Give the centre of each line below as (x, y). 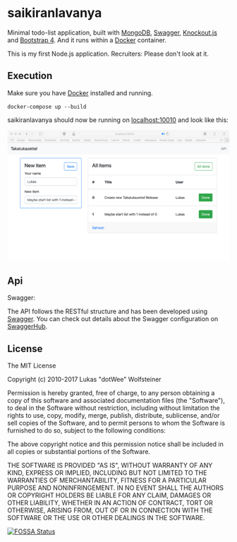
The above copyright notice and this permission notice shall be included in (115, 444)
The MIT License (32, 366)
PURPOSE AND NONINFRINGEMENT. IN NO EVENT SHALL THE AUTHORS (116, 488)
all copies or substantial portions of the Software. (79, 452)
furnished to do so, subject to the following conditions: (86, 430)
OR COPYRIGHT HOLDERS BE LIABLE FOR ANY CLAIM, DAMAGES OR (109, 495)
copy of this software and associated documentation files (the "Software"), (116, 401)
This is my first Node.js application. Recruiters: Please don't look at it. (108, 54)
